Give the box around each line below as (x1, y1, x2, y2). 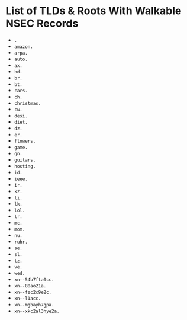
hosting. (14, 163, 36, 169)
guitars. (14, 157, 36, 163)
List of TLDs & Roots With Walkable (5, 4, 182, 18)
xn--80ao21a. (14, 283, 47, 289)
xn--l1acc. (14, 295, 41, 302)
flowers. (14, 138, 36, 144)
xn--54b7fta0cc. (14, 277, 54, 283)
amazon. (14, 43, 33, 50)
